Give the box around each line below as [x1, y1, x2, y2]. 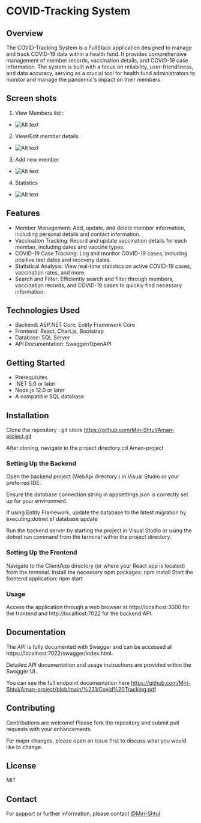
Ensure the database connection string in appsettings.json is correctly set [6, 491, 188, 498]
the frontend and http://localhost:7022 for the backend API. [6, 610, 153, 617]
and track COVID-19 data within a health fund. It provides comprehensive [6, 50, 187, 58]
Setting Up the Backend [6, 459, 77, 467]
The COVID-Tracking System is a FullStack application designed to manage [6, 44, 192, 51]
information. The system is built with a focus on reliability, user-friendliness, [6, 63, 194, 70]
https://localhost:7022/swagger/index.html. [6, 649, 113, 657]
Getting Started [6, 357, 65, 368]
